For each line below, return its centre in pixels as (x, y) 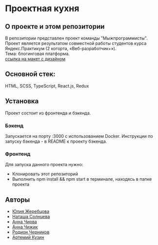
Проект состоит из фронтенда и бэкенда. (48, 113)
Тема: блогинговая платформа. (37, 54)
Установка (22, 101)
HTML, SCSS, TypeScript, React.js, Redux (47, 86)
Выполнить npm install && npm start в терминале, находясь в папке (82, 179)
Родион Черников (31, 232)
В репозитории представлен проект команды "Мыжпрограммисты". (76, 38)
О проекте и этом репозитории (55, 27)
